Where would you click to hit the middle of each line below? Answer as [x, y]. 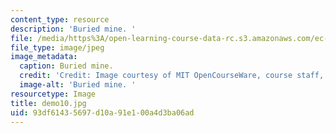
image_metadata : [44, 57]
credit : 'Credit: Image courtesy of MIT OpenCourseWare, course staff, [172, 76]
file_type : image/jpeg [57, 47]
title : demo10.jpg [48, 103]
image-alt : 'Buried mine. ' [78, 85]
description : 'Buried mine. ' [73, 29]
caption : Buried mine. [66, 66]
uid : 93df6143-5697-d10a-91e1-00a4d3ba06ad [102, 112]
